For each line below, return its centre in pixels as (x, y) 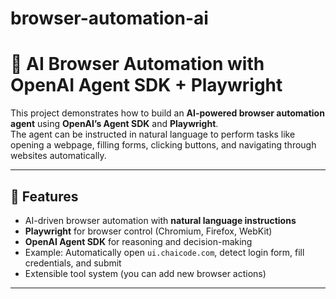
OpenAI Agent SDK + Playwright (146, 85)
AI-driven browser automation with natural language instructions (160, 220)
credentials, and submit (73, 263)
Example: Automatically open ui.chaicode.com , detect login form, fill (164, 252)
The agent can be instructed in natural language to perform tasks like (153, 134)
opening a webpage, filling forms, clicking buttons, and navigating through (163, 145)
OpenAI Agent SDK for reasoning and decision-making (138, 241)
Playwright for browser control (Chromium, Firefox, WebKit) (148, 231)
